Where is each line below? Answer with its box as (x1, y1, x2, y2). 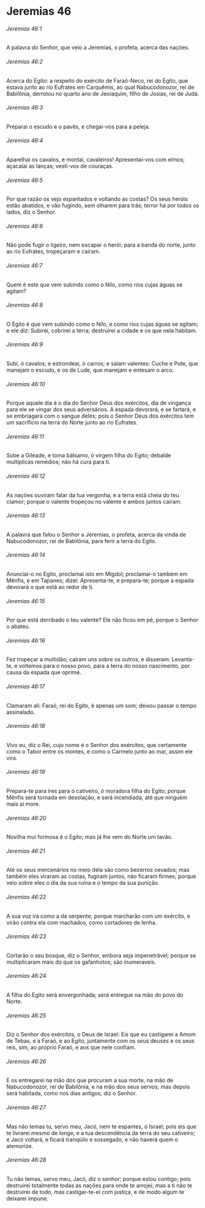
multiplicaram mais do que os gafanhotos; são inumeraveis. (6, 958, 157, 966)
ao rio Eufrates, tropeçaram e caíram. (6, 248, 101, 255)
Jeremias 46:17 (6, 683, 45, 690)
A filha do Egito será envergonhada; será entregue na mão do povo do (6, 991, 184, 999)
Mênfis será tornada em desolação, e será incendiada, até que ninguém (6, 794, 188, 801)
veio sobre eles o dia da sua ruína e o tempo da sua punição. (6, 879, 160, 887)
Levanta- (171, 656, 195, 663)
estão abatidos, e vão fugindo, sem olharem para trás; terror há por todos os (6, 202, 199, 209)
